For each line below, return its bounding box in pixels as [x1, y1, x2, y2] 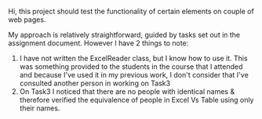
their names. [19, 103, 60, 113]
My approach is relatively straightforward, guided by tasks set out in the [8, 31, 241, 39]
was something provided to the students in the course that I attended [19, 62, 243, 71]
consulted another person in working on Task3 [19, 78, 171, 88]
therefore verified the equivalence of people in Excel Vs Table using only [19, 96, 254, 104]
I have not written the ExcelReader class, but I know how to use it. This [19, 54, 249, 63]
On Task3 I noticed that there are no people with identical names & [19, 87, 235, 96]
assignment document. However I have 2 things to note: [8, 38, 189, 48]
